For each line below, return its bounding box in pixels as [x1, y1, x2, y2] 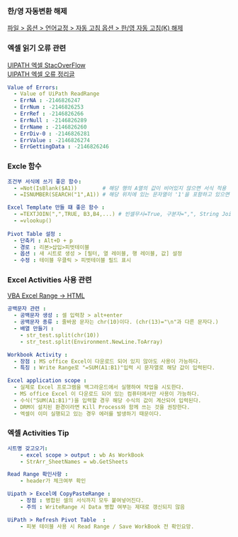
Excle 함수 [7, 161, 42, 171]
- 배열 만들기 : [13, 325, 55, 332]
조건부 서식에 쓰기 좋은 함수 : [7, 178, 82, 185]
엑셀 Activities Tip [7, 428, 69, 438]
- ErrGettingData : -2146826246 [13, 143, 110, 151]
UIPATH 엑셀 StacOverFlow [7, 60, 86, 69]
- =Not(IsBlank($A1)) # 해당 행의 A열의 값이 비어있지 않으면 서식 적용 [13, 185, 227, 192]
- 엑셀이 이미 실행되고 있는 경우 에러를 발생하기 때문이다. [13, 410, 162, 417]
